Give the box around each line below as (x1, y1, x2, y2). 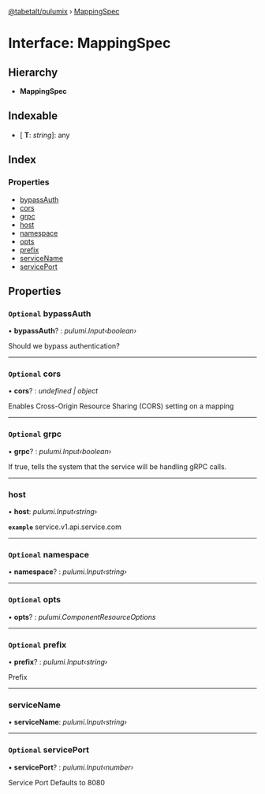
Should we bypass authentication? (8, 341, 120, 351)
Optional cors (8, 368, 62, 379)
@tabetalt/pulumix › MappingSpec (8, 7, 120, 16)
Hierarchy (8, 65, 58, 79)
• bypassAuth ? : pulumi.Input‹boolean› (8, 326, 136, 336)
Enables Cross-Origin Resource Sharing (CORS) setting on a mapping (8, 401, 234, 411)
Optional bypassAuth (8, 308, 91, 319)
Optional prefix (8, 639, 67, 650)
